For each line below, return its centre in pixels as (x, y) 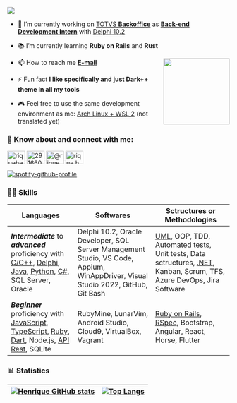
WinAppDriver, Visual (113, 275)
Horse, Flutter (178, 340)
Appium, (91, 267)
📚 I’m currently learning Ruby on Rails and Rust (88, 46)
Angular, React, (180, 331)
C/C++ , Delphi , (35, 263)
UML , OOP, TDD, (183, 236)
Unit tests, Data (180, 253)
